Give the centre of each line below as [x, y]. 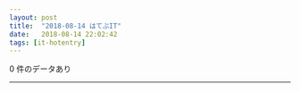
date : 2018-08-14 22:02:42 [63, 34]
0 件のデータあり [40, 69]
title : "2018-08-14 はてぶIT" [66, 26]
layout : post [33, 17]
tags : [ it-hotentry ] [48, 42]
